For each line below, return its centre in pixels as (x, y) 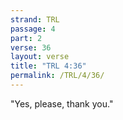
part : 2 (26, 38)
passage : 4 (33, 29)
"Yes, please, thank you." (62, 103)
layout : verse (40, 57)
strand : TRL (35, 19)
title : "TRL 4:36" (48, 66)
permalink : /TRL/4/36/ (57, 76)
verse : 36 (31, 47)
